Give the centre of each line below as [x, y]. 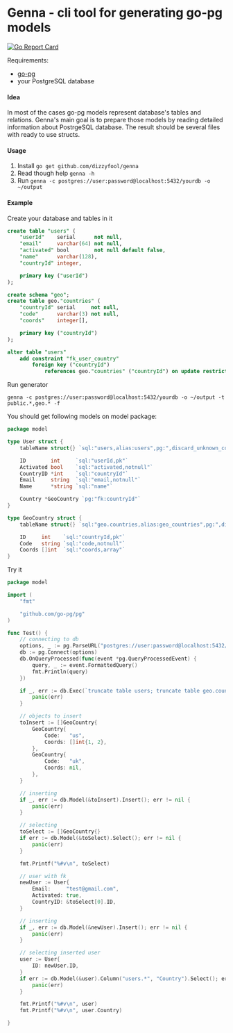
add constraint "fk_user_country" [69, 358]
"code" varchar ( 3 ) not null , [69, 314]
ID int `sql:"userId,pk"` [74, 461]
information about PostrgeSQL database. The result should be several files [114, 127]
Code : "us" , [64, 735]
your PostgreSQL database [56, 81]
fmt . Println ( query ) [60, 672]
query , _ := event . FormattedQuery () [85, 665]
